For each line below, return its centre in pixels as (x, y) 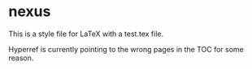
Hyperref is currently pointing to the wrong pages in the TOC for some (126, 49)
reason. (21, 58)
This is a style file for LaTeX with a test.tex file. (86, 34)
